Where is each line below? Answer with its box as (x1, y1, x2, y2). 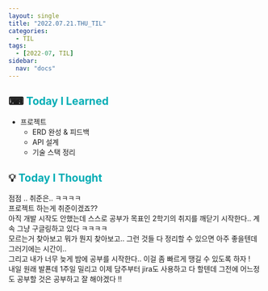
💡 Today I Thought (8, 171, 103, 184)
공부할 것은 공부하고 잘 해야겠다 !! (16, 274, 123, 284)
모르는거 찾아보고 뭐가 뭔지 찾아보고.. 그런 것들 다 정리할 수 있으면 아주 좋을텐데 (8, 234, 258, 243)
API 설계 (31, 137, 59, 146)
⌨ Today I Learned (8, 95, 109, 108)
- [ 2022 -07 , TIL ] (15, 49, 74, 57)
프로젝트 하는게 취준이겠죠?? (8, 204, 98, 213)
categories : (8, 27, 48, 35)
